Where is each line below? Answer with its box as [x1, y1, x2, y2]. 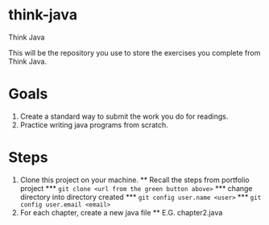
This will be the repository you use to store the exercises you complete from [8, 48, 261, 57]
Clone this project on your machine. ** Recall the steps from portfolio [19, 175, 250, 185]
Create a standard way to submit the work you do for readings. [19, 111, 229, 121]
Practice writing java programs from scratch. [19, 119, 169, 130]
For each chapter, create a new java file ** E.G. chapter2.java [19, 207, 223, 217]
